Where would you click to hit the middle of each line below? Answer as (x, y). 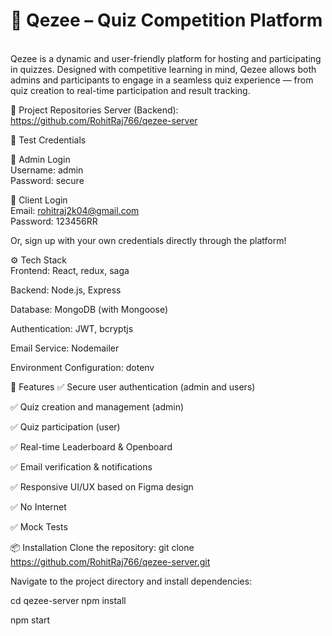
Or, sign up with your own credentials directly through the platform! (148, 240)
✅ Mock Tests (39, 526)
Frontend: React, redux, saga (70, 270)
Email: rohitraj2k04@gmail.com (75, 210)
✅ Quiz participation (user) (65, 426)
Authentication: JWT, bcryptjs (72, 328)
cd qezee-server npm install (68, 600)
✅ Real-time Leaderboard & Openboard (91, 446)
